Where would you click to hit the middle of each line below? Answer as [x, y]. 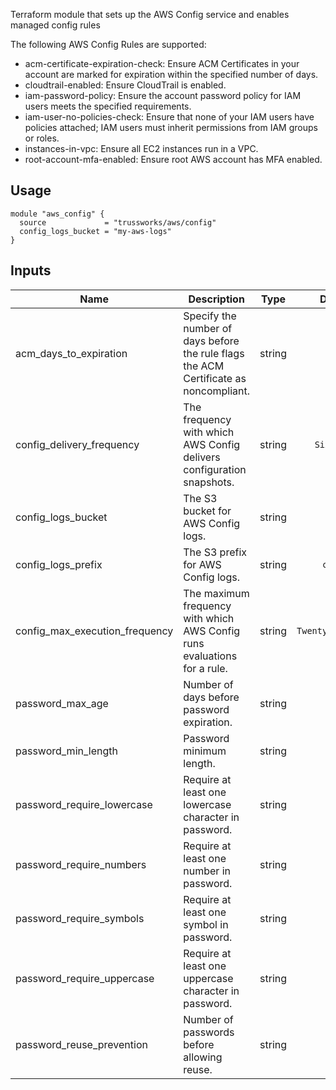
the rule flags [214, 353]
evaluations [210, 656]
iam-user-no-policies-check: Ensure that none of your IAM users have [169, 117]
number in [207, 871]
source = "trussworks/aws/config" [118, 222]
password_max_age [62, 703]
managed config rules [55, 25]
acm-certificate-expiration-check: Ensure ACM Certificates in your [162, 63]
